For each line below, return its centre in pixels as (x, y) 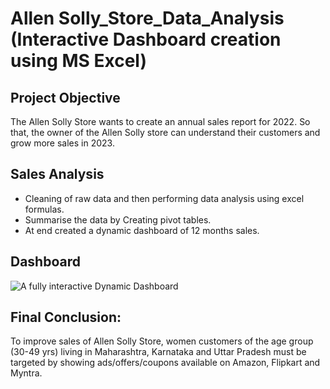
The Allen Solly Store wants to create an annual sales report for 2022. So (160, 121)
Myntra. (26, 373)
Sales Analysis (57, 174)
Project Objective (65, 97)
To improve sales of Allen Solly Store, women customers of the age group (162, 341)
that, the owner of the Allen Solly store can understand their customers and (165, 132)
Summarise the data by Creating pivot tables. (118, 219)
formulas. (44, 209)
